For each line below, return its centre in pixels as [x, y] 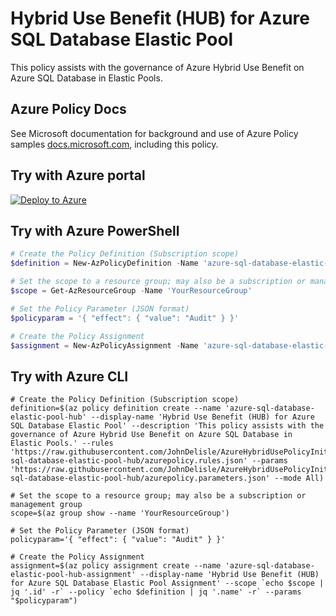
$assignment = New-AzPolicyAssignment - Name [104, 345]
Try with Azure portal [78, 175]
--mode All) [299, 478]
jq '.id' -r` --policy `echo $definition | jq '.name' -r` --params [156, 592]
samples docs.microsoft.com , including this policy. [114, 144]
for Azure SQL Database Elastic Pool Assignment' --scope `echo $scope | [167, 583]
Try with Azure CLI [69, 376]
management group [46, 505]
